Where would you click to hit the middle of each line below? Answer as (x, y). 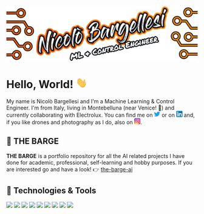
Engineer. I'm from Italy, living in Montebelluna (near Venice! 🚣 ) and (90, 108)
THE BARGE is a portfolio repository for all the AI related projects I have (96, 156)
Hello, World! (40, 85)
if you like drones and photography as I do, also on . (74, 122)
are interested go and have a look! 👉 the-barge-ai (70, 169)
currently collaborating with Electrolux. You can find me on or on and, (101, 115)
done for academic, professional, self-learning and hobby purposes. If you (99, 162)
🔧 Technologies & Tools (51, 191)
